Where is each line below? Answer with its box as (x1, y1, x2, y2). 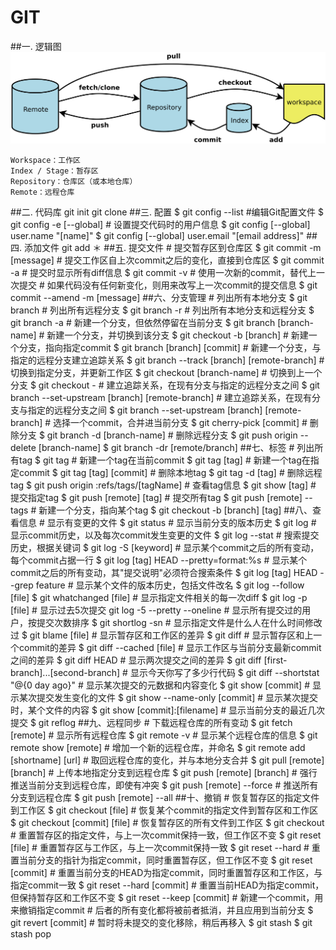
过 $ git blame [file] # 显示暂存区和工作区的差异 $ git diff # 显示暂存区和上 (10, 629, 314, 641)
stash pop (10, 928, 52, 940)
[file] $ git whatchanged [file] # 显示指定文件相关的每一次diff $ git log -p (10, 592, 308, 604)
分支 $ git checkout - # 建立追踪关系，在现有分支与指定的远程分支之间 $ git (10, 379, 320, 391)
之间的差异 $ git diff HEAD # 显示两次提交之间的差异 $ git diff (10, 654, 262, 666)
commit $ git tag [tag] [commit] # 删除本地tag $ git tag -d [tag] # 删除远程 (18, 467, 323, 479)
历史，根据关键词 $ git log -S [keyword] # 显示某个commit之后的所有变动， (10, 542, 320, 554)
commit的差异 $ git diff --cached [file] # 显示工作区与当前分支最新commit (18, 642, 322, 654)
